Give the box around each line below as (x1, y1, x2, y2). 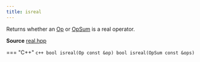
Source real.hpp (6, 37, 47, 44)
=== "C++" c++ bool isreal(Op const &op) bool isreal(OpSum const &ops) (6, 49, 195, 56)
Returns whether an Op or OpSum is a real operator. (6, 25, 136, 33)
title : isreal (6, 8, 42, 15)
